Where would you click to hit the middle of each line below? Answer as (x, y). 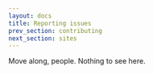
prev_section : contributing (56, 31)
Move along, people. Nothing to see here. (77, 61)
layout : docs (30, 16)
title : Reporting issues (50, 23)
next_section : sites (43, 38)
